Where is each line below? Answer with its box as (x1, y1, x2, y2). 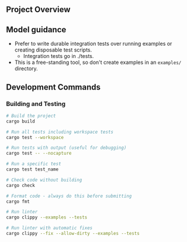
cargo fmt (6, 199, 30, 204)
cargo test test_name (6, 166, 59, 172)
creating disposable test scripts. (14, 46, 92, 53)
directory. (14, 65, 38, 72)
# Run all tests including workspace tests (6, 129, 114, 135)
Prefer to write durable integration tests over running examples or (14, 40, 172, 47)
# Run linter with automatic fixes (6, 225, 93, 231)
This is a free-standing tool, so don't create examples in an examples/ (14, 59, 182, 66)
